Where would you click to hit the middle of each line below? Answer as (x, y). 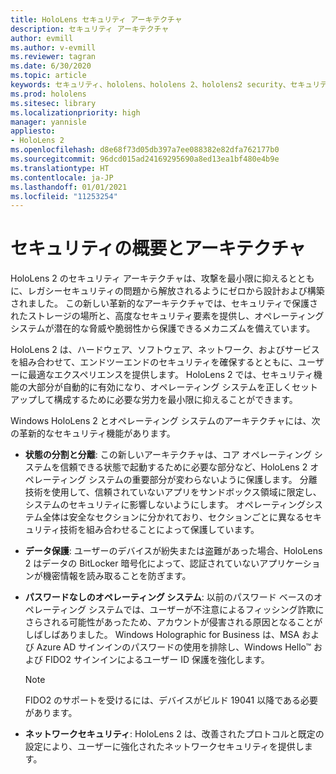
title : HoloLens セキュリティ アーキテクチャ (96, 19)
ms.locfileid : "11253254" (64, 196)
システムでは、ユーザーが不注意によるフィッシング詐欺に (206, 610)
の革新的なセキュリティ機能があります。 (93, 433)
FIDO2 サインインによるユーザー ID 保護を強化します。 (157, 660)
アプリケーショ (290, 563)
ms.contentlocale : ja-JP (62, 177)
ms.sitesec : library (53, 103)
